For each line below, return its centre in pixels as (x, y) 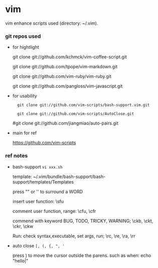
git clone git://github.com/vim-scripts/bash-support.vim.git (84, 105)
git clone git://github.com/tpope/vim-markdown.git (65, 67)
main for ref (25, 133)
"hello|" (20, 260)
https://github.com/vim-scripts (44, 143)
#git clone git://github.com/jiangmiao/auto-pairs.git (65, 123)
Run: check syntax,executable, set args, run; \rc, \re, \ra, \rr (74, 236)
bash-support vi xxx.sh (37, 166)
